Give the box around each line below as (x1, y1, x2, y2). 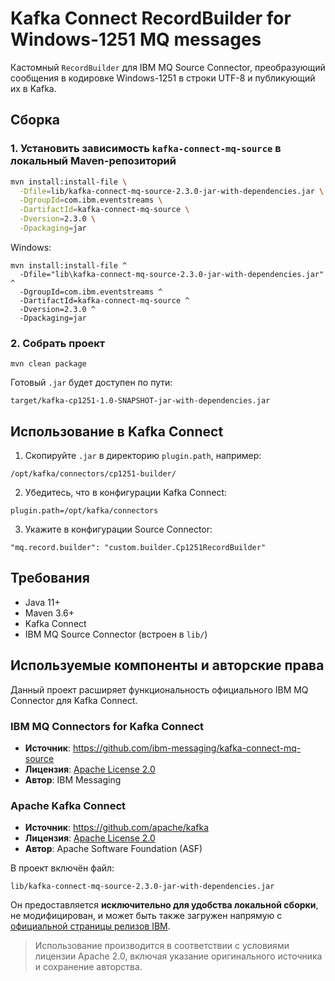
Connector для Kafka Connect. (10, 694, 138, 706)
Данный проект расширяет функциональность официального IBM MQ (10, 683, 309, 696)
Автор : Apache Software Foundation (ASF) (24, 843, 203, 855)
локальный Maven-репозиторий (10, 154, 177, 168)
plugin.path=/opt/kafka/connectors (10, 505, 159, 516)
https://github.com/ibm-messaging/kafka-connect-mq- (72, 742, 302, 754)
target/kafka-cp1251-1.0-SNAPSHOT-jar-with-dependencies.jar (10, 396, 271, 406)
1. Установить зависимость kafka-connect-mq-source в (10, 142, 282, 156)
